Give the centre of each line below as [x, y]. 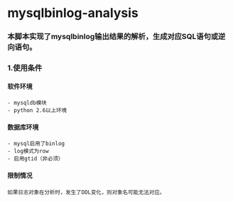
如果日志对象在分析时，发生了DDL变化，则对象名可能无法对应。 [86, 192]
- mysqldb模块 [27, 103]
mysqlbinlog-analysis [73, 13]
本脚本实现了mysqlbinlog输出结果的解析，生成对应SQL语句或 [113, 37]
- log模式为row [28, 151]
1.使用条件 [25, 68]
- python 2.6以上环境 [37, 111]
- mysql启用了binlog [36, 144]
